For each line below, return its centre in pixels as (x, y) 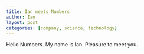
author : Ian (21, 17)
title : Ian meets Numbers (38, 11)
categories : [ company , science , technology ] (62, 28)
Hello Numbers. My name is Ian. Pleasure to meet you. (72, 45)
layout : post (22, 22)
